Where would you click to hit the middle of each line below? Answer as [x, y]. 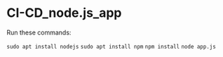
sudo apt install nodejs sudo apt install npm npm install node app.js [111, 46]
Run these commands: [39, 32]
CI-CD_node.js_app [64, 13]
